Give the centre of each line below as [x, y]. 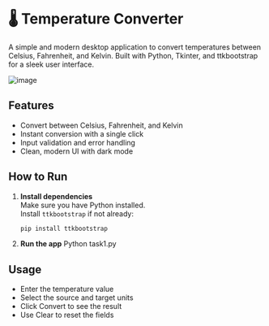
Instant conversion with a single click [82, 133]
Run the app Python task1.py [68, 244]
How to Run [38, 177]
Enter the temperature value [67, 289]
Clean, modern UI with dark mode [77, 151]
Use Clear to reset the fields [67, 315]
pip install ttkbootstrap [64, 228]
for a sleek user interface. [51, 64]
